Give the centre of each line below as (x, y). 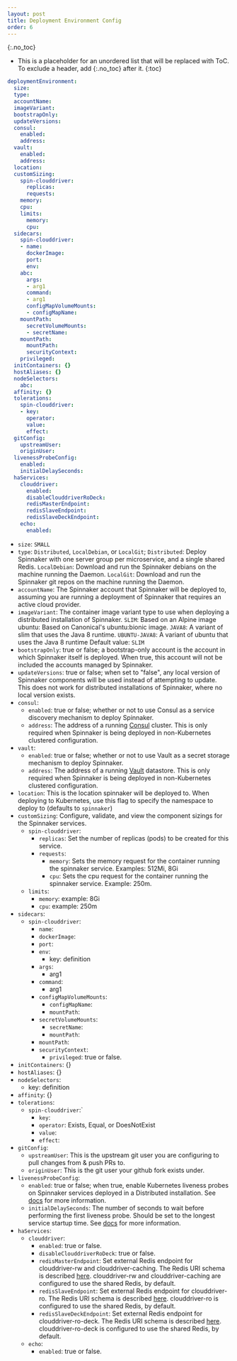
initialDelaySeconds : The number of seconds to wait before (116, 1208)
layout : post (27, 14)
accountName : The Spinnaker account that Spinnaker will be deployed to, (122, 589)
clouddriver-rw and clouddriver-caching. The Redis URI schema (132, 1268)
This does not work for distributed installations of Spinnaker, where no (120, 687)
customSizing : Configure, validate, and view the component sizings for (120, 815)
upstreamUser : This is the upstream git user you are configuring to (123, 1155)
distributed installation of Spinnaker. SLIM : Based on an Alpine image (117, 619)
